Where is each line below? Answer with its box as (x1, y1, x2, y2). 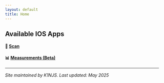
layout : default (5, 7, 38, 12)
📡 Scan (5, 43, 20, 49)
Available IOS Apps (5, 30, 64, 38)
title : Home (5, 12, 29, 17)
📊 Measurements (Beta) (5, 55, 56, 61)
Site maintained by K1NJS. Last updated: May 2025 (5, 72, 109, 78)
